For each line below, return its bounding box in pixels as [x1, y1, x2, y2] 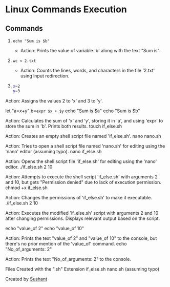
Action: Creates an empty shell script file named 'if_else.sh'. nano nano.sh [5, 133, 161, 139]
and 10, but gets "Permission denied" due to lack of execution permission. [5, 179, 161, 185]
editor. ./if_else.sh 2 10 [5, 163, 53, 170]
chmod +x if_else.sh [5, 184, 48, 191]
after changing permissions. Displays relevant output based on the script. [5, 215, 160, 221]
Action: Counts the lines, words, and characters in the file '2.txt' [20, 68, 155, 73]
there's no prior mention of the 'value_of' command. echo [5, 240, 127, 247]
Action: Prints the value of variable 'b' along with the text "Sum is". [20, 48, 161, 53]
